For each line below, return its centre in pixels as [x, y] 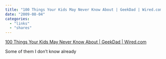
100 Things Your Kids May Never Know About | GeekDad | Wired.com [76, 42]
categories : [17, 19]
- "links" [20, 23]
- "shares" [21, 28]
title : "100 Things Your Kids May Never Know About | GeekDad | [73, 10]
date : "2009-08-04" [25, 14]
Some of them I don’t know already [41, 52]
